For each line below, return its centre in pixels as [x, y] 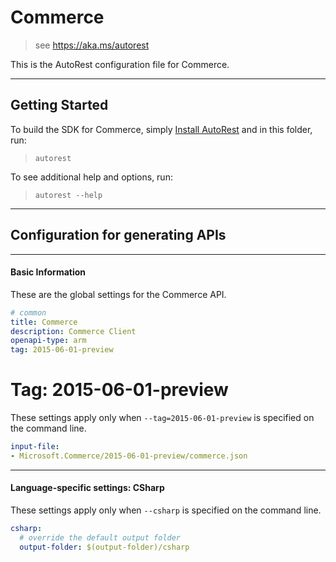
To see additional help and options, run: [91, 177]
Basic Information [48, 272]
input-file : [35, 447]
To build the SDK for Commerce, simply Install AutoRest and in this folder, [161, 129]
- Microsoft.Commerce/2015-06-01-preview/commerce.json [129, 456]
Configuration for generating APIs [118, 235]
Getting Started [59, 105]
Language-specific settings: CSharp [87, 488]
